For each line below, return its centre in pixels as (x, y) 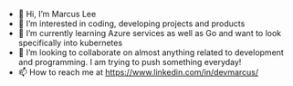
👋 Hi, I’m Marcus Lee (57, 14)
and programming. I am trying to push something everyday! (130, 62)
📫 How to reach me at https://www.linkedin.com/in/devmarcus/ (138, 72)
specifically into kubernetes (70, 43)
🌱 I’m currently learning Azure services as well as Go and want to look (150, 33)
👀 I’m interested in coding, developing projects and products (131, 24)
